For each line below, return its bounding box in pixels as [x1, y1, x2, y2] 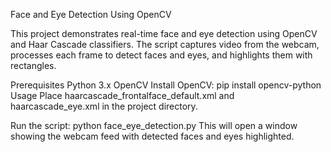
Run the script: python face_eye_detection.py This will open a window [10, 120, 298, 131]
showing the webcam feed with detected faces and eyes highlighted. [10, 130, 295, 142]
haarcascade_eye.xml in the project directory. [10, 100, 198, 112]
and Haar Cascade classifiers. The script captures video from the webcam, [10, 39, 320, 50]
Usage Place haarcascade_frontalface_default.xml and [10, 90, 235, 101]
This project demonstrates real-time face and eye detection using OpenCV [10, 28, 318, 39]
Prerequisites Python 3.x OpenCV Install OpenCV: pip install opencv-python [10, 79, 322, 91]
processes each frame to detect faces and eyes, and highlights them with [10, 49, 313, 61]
